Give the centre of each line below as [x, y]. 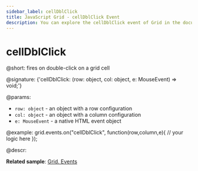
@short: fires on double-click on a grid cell [58, 68]
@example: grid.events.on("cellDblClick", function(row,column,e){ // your [95, 133]
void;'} [14, 85]
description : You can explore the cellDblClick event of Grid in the [93, 22]
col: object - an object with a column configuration [78, 115]
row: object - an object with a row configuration [73, 108]
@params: [19, 97]
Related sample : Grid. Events [42, 162]
